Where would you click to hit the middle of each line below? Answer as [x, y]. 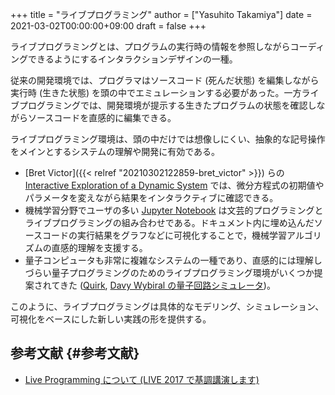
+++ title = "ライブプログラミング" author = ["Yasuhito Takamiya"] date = [161, 14]
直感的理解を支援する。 [99, 247]
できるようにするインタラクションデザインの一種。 [132, 59]
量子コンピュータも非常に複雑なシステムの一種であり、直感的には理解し [173, 260]
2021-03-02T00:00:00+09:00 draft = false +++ [108, 26]
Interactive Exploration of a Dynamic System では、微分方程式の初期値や [174, 185]
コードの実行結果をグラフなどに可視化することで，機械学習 [165, 235]
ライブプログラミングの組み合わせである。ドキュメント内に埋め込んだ [169, 222]
